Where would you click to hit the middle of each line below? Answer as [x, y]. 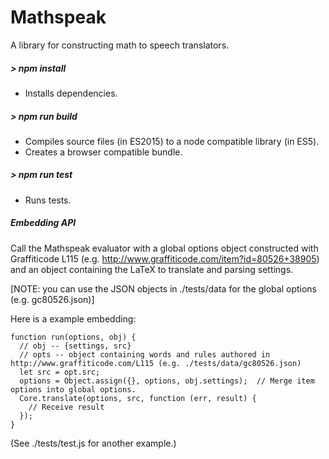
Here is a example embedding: [73, 318]
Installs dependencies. [71, 93]
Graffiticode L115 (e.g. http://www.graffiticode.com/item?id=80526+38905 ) [165, 258]
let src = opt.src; [60, 372]
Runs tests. [48, 200]
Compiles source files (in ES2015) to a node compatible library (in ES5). [172, 141]
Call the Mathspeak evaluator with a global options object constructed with [164, 248]
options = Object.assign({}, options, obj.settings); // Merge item [167, 381]
